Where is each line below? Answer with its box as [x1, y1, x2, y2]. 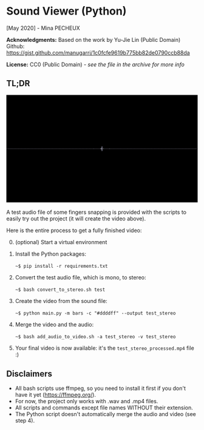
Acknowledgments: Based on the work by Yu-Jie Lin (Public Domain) [6, 36, 181, 43]
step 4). [15, 417, 35, 425]
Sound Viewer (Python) [6, 4, 127, 18]
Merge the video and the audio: [15, 321, 94, 329]
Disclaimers [6, 369, 53, 379]
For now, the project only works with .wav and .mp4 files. [15, 398, 158, 405]
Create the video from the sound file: [15, 298, 107, 305]
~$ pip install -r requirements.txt [15, 263, 108, 270]
